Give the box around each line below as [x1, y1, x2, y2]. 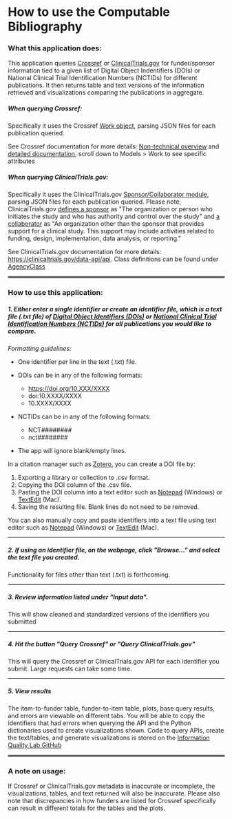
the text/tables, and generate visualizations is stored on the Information [8, 733, 211, 742]
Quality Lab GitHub [8, 741, 62, 749]
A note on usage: [8, 767, 66, 776]
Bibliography [8, 19, 83, 35]
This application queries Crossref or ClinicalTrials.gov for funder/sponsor [8, 59, 215, 68]
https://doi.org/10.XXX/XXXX [28, 385, 110, 393]
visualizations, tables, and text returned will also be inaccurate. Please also [8, 789, 220, 798]
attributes [8, 157, 35, 166]
